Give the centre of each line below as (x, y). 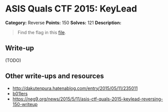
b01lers (20, 93)
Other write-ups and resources (55, 76)
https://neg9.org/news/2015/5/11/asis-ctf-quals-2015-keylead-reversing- (88, 99)
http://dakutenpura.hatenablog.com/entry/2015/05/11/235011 (75, 88)
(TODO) (13, 60)
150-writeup (25, 104)
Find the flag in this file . (42, 32)
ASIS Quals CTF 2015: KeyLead (71, 9)
